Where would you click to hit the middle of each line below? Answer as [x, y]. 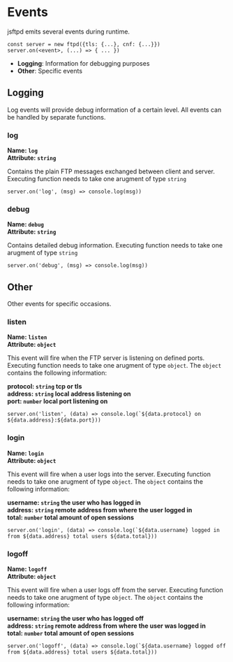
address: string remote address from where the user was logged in [106, 626]
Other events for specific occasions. [59, 304]
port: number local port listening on [58, 401]
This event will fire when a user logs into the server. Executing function [109, 474]
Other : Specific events [50, 71]
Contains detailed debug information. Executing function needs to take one [115, 245]
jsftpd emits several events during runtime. [69, 31]
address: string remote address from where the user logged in [100, 510]
